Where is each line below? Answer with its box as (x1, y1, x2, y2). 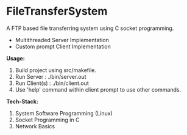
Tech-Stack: (6, 98, 38, 105)
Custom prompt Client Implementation (15, 43, 111, 50)
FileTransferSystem (6, 4, 108, 18)
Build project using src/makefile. (15, 66, 96, 74)
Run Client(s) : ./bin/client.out (15, 79, 90, 87)
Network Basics (15, 122, 55, 130)
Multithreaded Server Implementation (15, 36, 110, 43)
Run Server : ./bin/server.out (15, 73, 86, 80)
